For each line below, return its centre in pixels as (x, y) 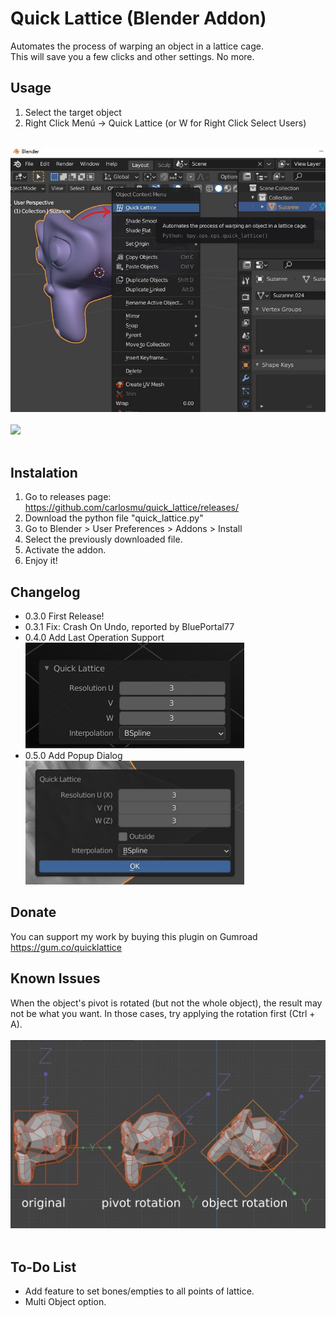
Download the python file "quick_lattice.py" (114, 518)
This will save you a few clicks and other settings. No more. (132, 56)
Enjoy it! (41, 561)
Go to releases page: (68, 497)
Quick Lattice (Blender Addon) (138, 18)
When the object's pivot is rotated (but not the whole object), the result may (166, 1003)
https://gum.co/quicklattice (66, 947)
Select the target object (73, 112)
